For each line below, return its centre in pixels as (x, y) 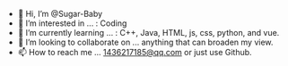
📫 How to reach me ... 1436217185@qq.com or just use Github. (135, 52)
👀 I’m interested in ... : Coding (72, 23)
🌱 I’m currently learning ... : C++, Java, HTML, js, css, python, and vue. (148, 33)
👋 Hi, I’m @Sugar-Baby (60, 14)
